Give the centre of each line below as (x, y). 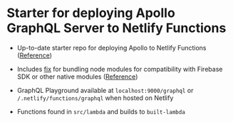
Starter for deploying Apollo (91, 13)
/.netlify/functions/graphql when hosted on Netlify (95, 98)
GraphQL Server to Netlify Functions (116, 28)
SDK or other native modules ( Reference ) (77, 77)
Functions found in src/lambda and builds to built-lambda (101, 111)
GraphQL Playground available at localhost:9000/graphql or (105, 90)
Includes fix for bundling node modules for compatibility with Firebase (120, 69)
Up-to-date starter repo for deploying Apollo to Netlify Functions (112, 48)
